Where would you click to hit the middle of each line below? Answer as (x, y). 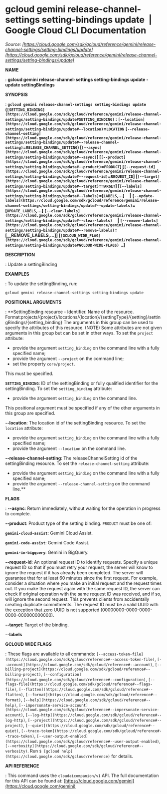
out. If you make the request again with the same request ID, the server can (83, 588)
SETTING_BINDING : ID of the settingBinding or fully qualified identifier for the (82, 383)
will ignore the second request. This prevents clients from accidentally (77, 599)
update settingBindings (30, 85)
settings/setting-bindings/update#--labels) (52, 196)
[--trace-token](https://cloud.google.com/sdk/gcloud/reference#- (91, 731)
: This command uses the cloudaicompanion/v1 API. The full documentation (82, 776)
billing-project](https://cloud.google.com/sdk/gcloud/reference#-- (78, 669)
